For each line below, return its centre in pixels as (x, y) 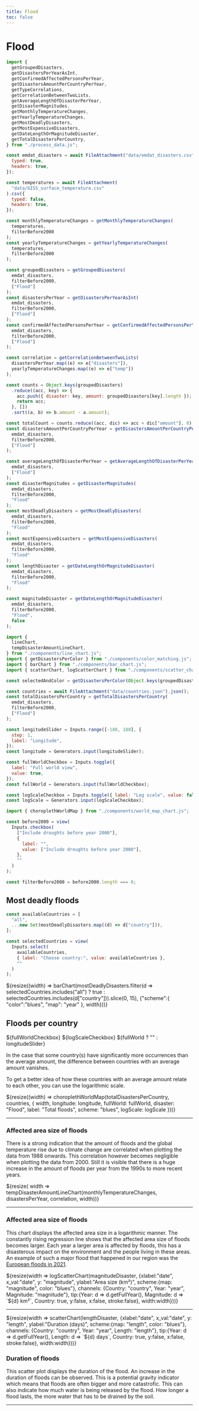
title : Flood (22, 12)
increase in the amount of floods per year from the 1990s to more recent (94, 1169)
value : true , (28, 773)
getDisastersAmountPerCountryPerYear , (60, 84)
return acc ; (31, 401)
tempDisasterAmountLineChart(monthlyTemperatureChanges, (82, 1193)
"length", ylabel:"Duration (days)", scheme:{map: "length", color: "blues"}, (96, 1324)
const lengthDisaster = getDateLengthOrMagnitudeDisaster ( (81, 566)
